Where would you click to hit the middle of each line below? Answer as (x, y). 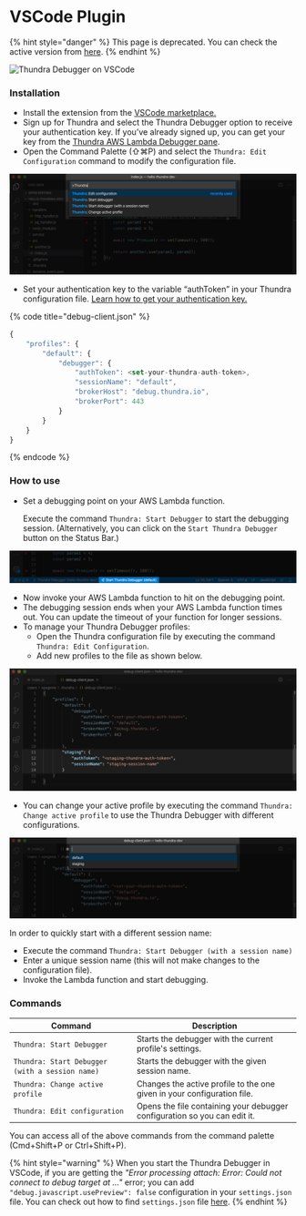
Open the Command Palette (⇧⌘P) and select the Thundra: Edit (144, 151)
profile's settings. (169, 1048)
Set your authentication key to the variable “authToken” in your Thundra (157, 289)
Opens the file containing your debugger (212, 1106)
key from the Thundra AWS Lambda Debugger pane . (121, 142)
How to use (35, 481)
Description (214, 1026)
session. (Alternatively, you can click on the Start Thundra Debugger (150, 528)
